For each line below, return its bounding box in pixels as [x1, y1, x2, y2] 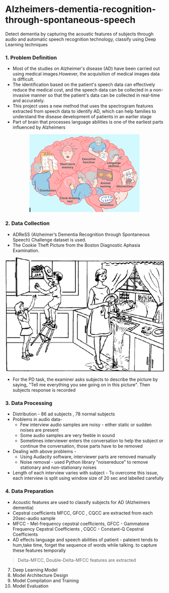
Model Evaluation [12, 582, 49, 589]
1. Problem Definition [5, 54, 57, 61]
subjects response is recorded [12, 387, 76, 393]
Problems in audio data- [12, 416, 63, 422]
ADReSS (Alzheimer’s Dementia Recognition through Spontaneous [12, 231, 150, 237]
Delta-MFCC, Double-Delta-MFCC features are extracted [17, 557, 136, 563]
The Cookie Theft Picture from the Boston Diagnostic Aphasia [12, 242, 141, 248]
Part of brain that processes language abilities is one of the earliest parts [12, 119, 163, 125]
